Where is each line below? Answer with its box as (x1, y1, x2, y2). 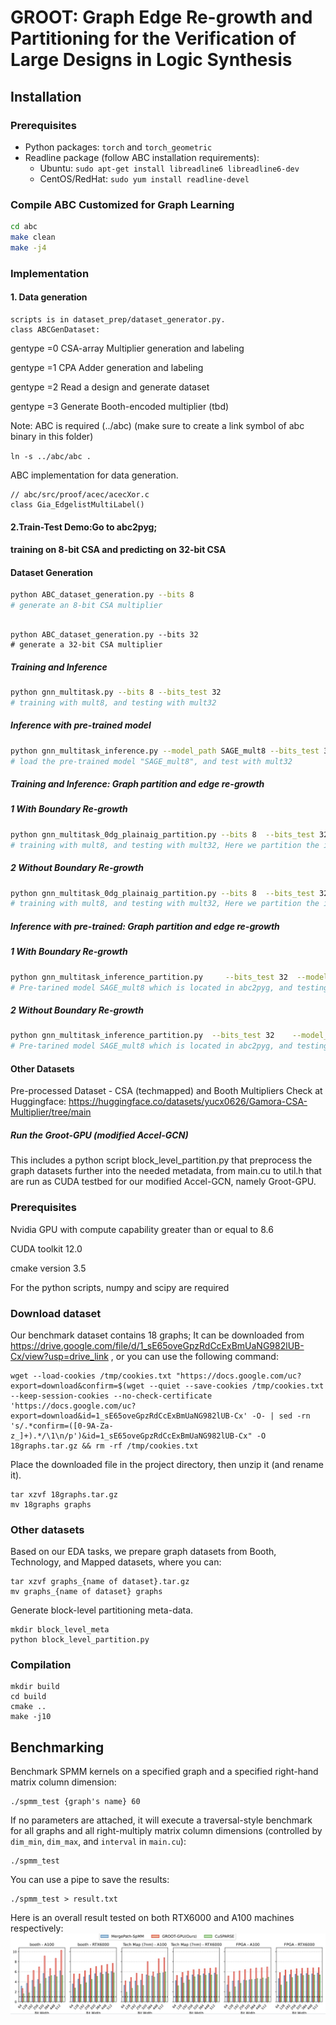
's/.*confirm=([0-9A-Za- (10, 1421, 114, 1431)
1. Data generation (10, 291, 88, 303)
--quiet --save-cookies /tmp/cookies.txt (148, 1381, 325, 1391)
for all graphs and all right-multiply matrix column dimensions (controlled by (10, 1825, 323, 1837)
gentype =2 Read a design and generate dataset (10, 381, 210, 393)
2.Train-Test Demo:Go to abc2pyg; (10, 521, 158, 533)
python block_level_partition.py (10, 1635, 150, 1645)
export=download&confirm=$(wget (10, 1381, 145, 1391)
